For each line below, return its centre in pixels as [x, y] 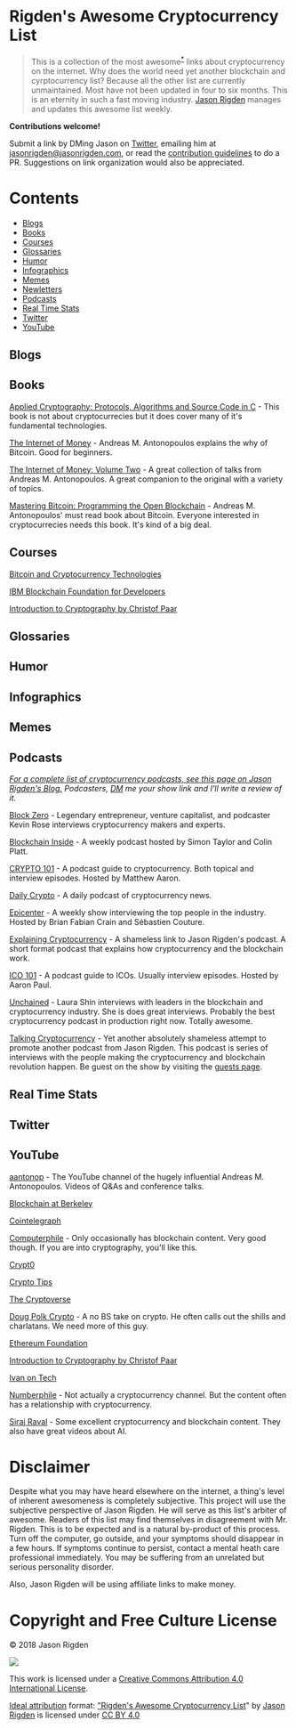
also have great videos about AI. [68, 1431]
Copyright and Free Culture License [143, 1620]
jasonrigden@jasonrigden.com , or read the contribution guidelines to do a [144, 152]
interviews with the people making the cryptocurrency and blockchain [137, 1057]
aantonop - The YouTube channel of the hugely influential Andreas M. [137, 1176]
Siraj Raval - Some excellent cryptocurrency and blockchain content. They [145, 1421]
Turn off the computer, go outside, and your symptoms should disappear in [147, 1538]
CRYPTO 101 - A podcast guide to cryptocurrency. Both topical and [132, 868]
